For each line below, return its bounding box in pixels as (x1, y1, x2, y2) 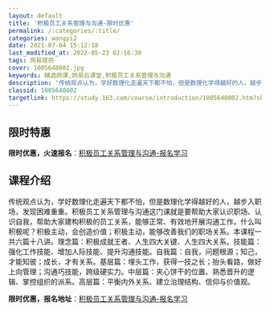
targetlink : (8, 94, 48, 102)
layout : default (8, 11, 63, 20)
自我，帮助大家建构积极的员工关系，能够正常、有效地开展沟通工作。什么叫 (14, 216, 262, 226)
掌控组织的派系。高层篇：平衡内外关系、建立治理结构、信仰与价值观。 (22, 277, 255, 286)
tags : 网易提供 (8, 57, 55, 65)
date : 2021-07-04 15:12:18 (8, 42, 99, 50)
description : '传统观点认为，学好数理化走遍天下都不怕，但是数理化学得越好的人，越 (8, 79, 256, 87)
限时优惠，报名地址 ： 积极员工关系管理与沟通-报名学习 (8, 293, 188, 303)
